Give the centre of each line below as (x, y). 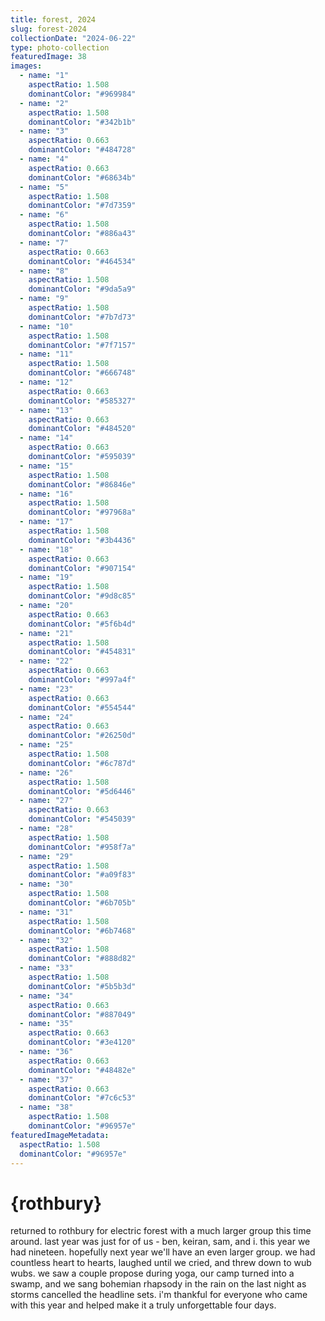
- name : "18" (46, 549)
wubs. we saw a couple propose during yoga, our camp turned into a (152, 1273)
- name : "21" (46, 633)
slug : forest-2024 (48, 29)
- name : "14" (46, 438)
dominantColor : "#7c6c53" (82, 1098)
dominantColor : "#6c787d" (82, 763)
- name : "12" (46, 382)
